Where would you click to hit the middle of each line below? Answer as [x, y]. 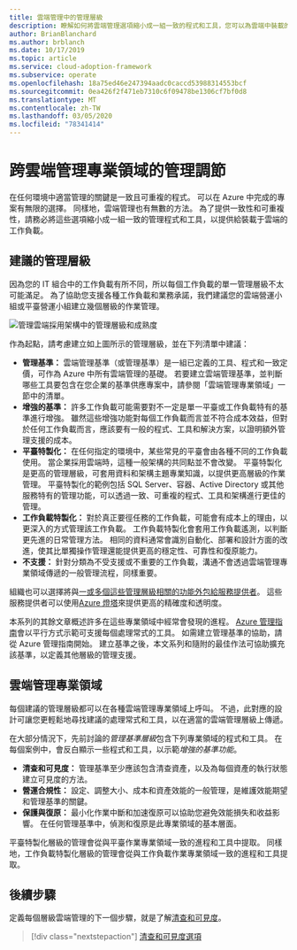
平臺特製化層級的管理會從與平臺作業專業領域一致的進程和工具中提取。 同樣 [146, 842]
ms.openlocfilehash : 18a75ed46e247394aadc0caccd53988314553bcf [128, 83]
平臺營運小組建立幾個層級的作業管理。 [94, 305]
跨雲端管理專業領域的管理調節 [118, 171]
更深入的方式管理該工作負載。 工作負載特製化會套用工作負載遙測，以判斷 [155, 529]
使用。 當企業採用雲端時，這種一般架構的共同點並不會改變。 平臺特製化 [152, 462]
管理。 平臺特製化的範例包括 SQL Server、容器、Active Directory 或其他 [153, 484]
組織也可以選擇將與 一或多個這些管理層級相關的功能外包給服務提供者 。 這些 [146, 591]
